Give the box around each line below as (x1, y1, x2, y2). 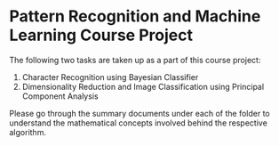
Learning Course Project (9, 25, 194, 45)
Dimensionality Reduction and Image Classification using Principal (21, 81, 265, 92)
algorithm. (9, 126, 47, 137)
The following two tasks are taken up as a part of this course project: (9, 54, 261, 65)
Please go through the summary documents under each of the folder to (9, 108, 270, 118)
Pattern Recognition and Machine (9, 6, 261, 27)
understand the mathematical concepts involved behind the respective (9, 118, 268, 128)
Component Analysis (21, 91, 100, 101)
